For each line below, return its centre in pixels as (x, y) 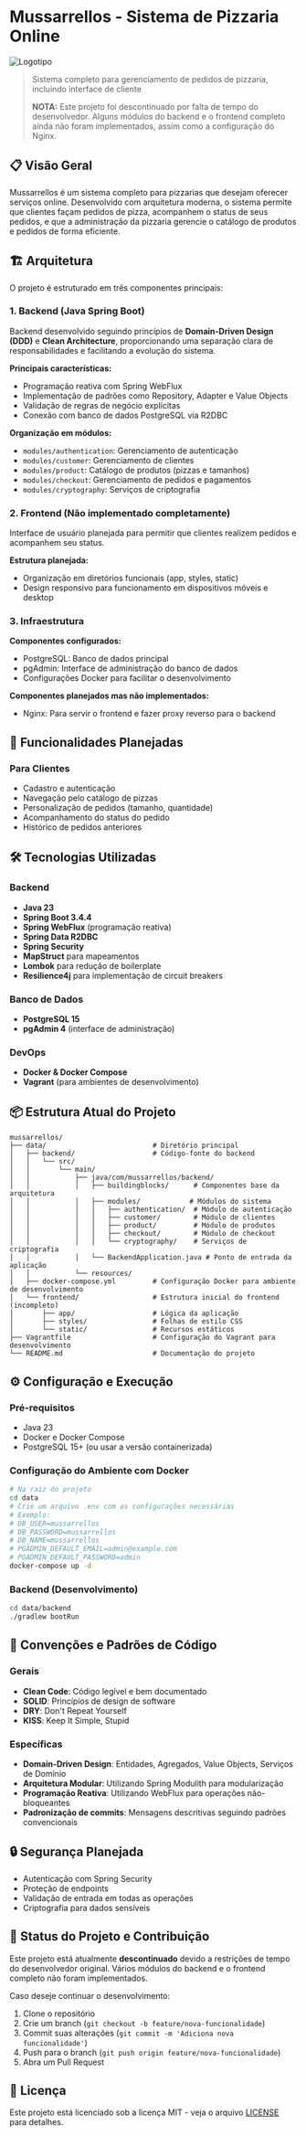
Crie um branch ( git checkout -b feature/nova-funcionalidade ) (144, 2023)
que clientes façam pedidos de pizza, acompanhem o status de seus (139, 211)
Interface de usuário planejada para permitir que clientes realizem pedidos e (153, 533)
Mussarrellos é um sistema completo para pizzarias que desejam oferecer (149, 192)
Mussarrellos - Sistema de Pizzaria (144, 17)
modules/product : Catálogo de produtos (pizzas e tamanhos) (136, 470)
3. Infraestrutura (47, 622)
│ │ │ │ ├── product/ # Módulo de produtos (142, 1226)
